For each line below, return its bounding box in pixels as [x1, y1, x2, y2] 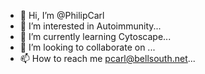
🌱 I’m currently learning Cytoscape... [19, 31, 172, 42]
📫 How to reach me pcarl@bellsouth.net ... [19, 53, 196, 64]
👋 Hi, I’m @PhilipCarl [19, 10, 105, 21]
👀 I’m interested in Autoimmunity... [19, 20, 162, 32]
